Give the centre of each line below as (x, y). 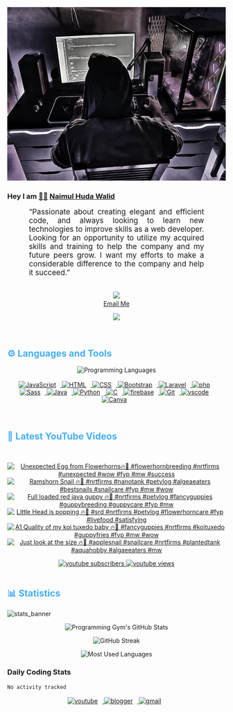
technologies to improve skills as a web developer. (116, 230)
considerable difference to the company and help (116, 264)
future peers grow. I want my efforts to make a (116, 255)
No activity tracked (37, 687)
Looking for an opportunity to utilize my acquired (116, 238)
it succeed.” (50, 273)
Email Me (116, 304)
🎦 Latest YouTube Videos (62, 436)
